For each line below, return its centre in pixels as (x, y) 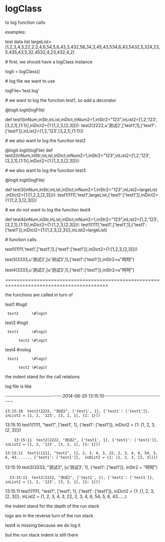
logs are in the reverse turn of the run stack (49, 515)
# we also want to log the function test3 (45, 170)
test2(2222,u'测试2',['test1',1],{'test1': (118, 125)
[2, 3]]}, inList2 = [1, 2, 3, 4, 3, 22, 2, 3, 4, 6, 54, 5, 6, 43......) (66, 496)
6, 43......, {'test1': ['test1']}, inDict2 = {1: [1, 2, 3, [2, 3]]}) (82, 457)
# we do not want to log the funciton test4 (48, 209)
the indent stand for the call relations (42, 376)
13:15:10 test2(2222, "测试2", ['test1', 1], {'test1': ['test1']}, (77, 411)
